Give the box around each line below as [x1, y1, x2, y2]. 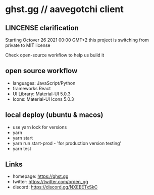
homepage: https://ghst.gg [12, 173, 69, 179]
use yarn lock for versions [12, 124, 67, 130]
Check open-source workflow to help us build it [5, 52, 105, 58]
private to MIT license [5, 42, 50, 48]
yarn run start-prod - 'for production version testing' [12, 140, 122, 146]
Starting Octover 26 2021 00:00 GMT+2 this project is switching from [5, 37, 149, 43]
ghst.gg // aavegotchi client [5, 4, 124, 15]
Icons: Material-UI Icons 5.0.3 [12, 96, 74, 102]
